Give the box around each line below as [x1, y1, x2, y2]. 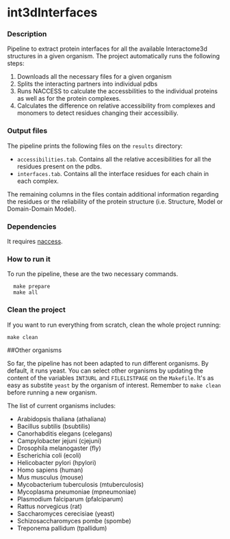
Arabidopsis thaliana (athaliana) [16, 414, 107, 423]
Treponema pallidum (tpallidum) [16, 524, 107, 532]
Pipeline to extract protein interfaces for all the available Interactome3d [7, 45, 207, 53]
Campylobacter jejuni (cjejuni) [16, 436, 102, 444]
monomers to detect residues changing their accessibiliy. [16, 109, 179, 117]
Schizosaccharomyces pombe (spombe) [16, 516, 131, 525]
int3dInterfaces [7, 5, 98, 21]
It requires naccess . [7, 238, 63, 246]
